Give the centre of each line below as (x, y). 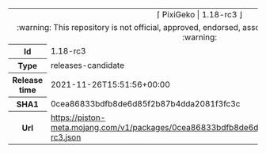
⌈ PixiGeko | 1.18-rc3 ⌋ (200, 15)
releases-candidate (87, 65)
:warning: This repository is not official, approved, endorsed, (129, 27)
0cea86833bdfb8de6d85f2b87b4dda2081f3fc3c (145, 104)
